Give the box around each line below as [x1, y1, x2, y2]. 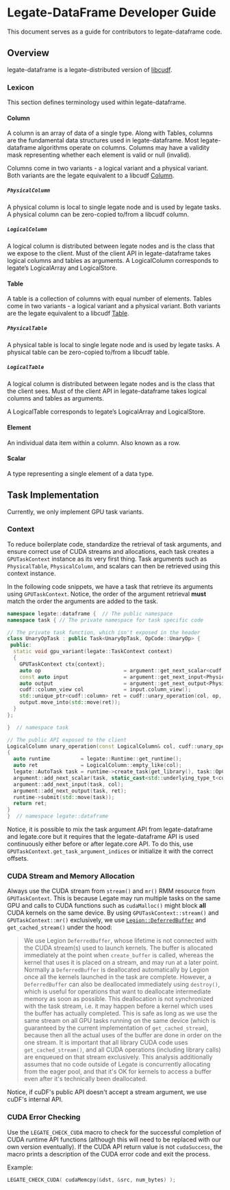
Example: [7, 1163, 34, 1172]
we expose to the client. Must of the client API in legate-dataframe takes [7, 249, 211, 257]
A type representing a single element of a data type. [7, 469, 154, 477]
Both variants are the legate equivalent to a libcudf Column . [7, 171, 175, 179]
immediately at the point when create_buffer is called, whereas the [23, 951, 214, 959]
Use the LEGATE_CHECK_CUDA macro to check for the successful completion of [7, 1128, 222, 1136]
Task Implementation [7, 490, 99, 501]
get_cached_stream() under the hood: [7, 923, 113, 932]
